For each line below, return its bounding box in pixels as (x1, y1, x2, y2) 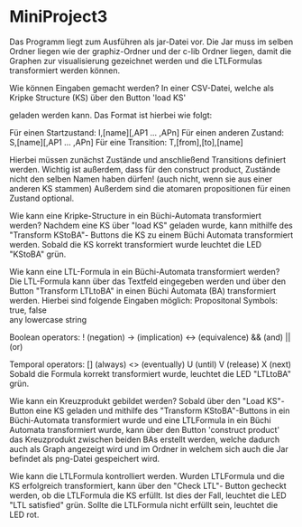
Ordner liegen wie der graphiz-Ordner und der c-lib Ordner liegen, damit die (9, 45, 292, 56)
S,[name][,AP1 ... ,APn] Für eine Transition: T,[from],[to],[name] (9, 136, 243, 147)
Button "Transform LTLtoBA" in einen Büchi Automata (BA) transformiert (9, 285, 277, 296)
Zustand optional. (9, 193, 75, 203)
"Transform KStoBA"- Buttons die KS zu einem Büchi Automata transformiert (9, 229, 294, 240)
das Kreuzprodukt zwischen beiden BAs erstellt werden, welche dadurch (9, 434, 280, 445)
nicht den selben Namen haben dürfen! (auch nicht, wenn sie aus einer (9, 174, 273, 184)
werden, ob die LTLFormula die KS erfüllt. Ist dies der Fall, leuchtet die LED (9, 490, 287, 501)
